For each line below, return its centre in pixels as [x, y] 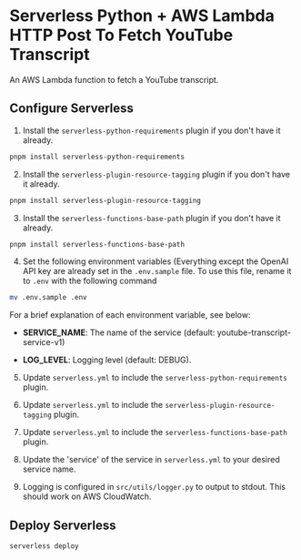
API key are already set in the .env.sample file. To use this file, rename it [157, 271]
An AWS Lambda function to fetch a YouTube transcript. [114, 79]
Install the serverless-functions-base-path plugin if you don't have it [151, 218]
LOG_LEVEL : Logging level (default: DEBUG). [107, 360]
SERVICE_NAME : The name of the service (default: [119, 332]
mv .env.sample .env [49, 298]
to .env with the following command [90, 281]
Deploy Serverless [63, 525]
